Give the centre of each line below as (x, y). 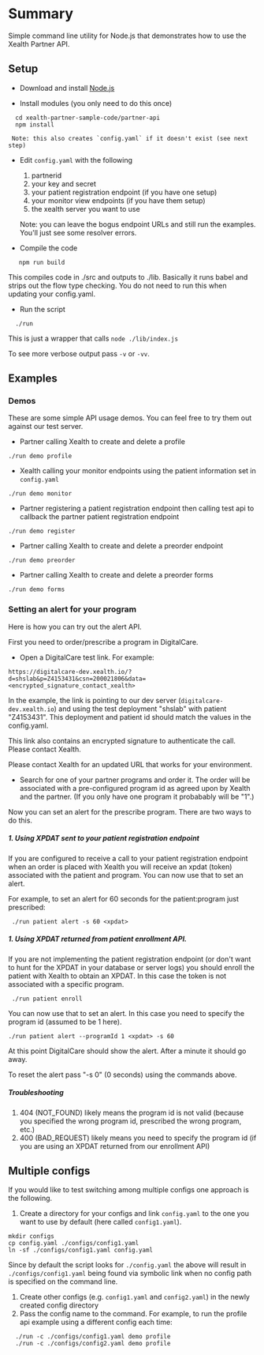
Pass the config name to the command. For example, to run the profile (133, 1314)
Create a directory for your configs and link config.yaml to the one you (134, 1214)
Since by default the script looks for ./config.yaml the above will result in (127, 1265)
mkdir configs (32, 1236)
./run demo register (42, 531)
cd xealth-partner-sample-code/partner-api (87, 118)
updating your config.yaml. (52, 294)
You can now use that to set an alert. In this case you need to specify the (126, 1013)
